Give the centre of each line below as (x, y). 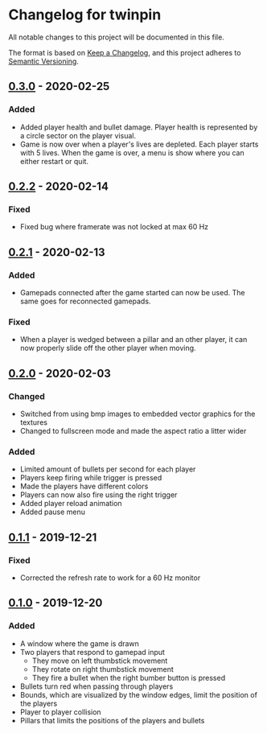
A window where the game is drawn (79, 643)
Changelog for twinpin (85, 15)
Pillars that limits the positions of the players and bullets (112, 720)
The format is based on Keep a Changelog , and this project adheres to (125, 52)
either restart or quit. (54, 161)
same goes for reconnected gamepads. (85, 301)
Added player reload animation (71, 504)
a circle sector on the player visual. (78, 135)
